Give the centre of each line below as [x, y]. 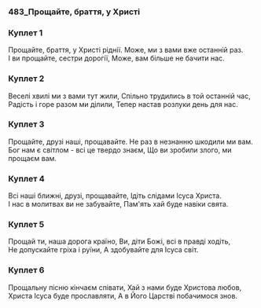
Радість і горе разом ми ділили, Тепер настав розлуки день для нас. [123, 104]
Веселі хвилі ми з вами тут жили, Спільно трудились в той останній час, [129, 96]
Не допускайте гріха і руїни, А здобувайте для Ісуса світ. [103, 250]
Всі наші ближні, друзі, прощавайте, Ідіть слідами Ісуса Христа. [115, 196]
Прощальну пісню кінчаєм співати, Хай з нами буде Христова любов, [125, 287]
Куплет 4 [26, 178]
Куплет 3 [26, 124]
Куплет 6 [26, 270]
